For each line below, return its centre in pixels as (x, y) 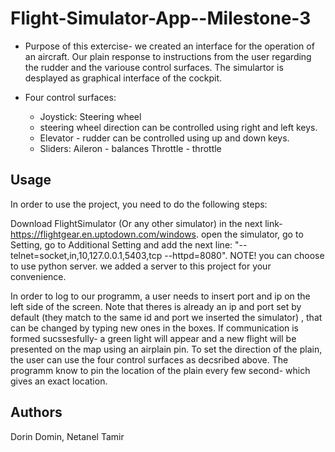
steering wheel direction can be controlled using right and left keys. (178, 127)
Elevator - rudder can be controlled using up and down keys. (164, 138)
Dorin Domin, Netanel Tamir (67, 436)
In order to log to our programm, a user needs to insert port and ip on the (160, 296)
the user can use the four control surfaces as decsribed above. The (149, 359)
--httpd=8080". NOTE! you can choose (244, 255)
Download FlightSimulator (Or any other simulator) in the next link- (146, 223)
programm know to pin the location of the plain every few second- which (160, 370)
